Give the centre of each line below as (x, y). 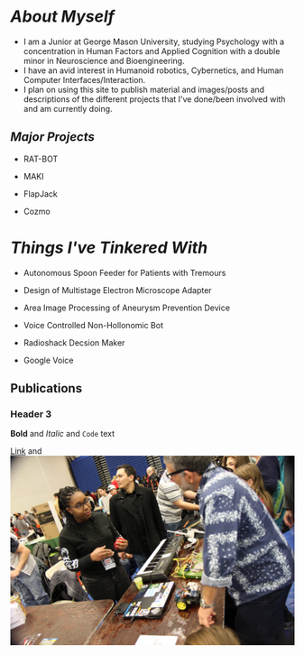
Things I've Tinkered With (109, 248)
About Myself (63, 17)
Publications (46, 388)
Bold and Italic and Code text (63, 434)
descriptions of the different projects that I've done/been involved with (154, 99)
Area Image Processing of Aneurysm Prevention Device (127, 308)
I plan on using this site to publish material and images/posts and (144, 89)
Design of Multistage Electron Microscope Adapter (117, 290)
